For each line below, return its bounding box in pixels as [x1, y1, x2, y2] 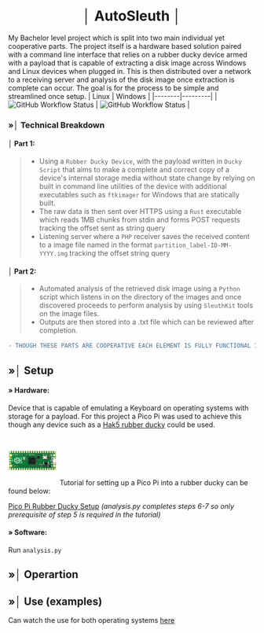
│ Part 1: [8, 139, 35, 149]
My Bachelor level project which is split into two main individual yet [8, 33, 225, 42]
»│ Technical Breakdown [8, 120, 105, 131]
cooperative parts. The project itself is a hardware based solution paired [8, 41, 242, 50]
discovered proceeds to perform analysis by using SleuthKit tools [38, 300, 254, 310]
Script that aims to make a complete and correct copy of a [38, 165, 230, 175]
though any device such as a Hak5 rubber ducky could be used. [8, 420, 216, 429]
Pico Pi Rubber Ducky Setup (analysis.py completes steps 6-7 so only [8, 501, 234, 510]
